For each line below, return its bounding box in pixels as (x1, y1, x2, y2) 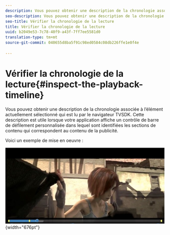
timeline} (5, 89, 45, 101)
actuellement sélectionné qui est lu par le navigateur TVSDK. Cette (5, 111, 144, 117)
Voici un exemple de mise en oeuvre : (5, 137, 83, 144)
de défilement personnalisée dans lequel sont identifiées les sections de (5, 122, 156, 128)
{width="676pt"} (5, 224, 40, 230)
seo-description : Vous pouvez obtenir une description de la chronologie (5, 13, 164, 19)
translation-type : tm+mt (5, 35, 58, 40)
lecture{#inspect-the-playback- (5, 78, 143, 90)
